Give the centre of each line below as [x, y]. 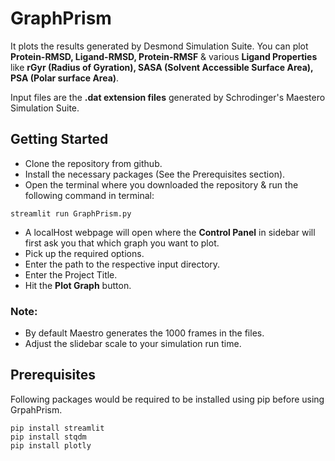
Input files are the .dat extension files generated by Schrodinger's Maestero [168, 97]
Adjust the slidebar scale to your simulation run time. [133, 344]
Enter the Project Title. [71, 274]
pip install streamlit [57, 428]
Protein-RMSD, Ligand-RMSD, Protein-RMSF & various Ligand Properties [164, 56]
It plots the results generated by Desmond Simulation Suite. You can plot [159, 46]
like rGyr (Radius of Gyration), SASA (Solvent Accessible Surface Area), [162, 67]
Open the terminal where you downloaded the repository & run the [161, 184]
